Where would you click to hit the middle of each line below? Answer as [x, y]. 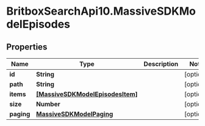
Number [48, 104]
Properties [27, 47]
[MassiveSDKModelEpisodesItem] [87, 94]
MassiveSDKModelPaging [75, 114]
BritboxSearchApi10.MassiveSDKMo [101, 11]
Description [161, 64]
